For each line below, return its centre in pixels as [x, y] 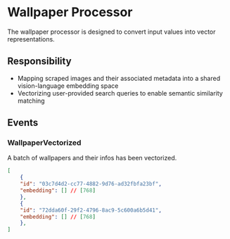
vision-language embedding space [68, 86]
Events [23, 123]
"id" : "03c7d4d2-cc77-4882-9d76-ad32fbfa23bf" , [91, 184]
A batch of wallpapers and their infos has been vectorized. [92, 158]
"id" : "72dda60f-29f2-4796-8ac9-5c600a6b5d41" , [91, 210]
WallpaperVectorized [44, 143]
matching [31, 101]
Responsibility [39, 62]
